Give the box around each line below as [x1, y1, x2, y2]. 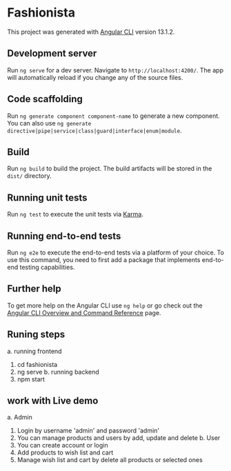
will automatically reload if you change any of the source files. [7, 73, 183, 81]
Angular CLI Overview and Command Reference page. [7, 308, 161, 317]
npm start [17, 374, 45, 383]
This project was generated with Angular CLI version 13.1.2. [7, 28, 175, 36]
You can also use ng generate [7, 119, 92, 127]
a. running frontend [7, 347, 62, 355]
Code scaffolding [7, 93, 83, 105]
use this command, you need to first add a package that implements [7, 256, 201, 263]
